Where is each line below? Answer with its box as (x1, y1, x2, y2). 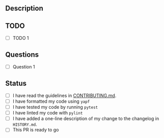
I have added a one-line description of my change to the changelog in (12, 116, 159, 122)
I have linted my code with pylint (12, 110, 83, 116)
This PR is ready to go (12, 127, 59, 133)
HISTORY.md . (12, 121, 37, 127)
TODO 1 (12, 35, 29, 41)
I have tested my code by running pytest (12, 104, 98, 110)
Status (5, 79, 27, 87)
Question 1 (12, 64, 35, 70)
